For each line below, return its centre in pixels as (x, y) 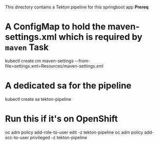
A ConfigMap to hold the (55, 27)
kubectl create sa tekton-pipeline (38, 99)
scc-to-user (17, 137)
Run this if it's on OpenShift (62, 119)
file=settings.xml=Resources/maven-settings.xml (54, 66)
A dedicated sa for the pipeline (68, 86)
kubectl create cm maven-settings (39, 61)
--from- (82, 61)
